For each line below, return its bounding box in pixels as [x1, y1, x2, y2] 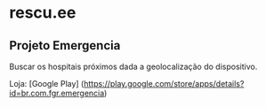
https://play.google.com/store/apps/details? [83, 79, 245, 88]
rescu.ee [9, 3, 77, 23]
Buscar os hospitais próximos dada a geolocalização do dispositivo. [9, 61, 258, 72]
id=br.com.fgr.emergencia [9, 88, 105, 98]
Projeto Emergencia [9, 38, 121, 53]
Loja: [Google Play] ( [9, 79, 85, 88]
